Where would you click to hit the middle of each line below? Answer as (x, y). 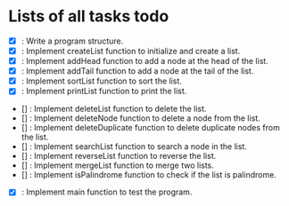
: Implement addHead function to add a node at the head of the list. (144, 61)
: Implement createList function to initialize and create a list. (131, 51)
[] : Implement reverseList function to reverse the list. (119, 156)
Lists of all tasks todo (89, 16)
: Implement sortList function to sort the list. (101, 81)
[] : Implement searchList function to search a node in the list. (134, 147)
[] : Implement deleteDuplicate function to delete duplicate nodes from (150, 128)
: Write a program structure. (72, 41)
